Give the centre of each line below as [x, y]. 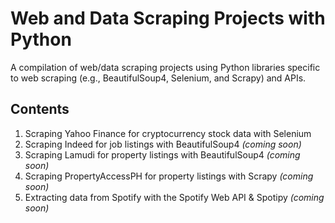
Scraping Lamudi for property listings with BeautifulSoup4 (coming [162, 154]
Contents [40, 109]
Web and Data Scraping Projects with [168, 18]
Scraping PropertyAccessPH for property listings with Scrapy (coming [169, 176]
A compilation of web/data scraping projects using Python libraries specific [165, 67]
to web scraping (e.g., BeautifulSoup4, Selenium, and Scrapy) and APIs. [158, 78]
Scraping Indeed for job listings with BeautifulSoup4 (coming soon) [163, 144]
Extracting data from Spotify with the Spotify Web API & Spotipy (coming [174, 197]
